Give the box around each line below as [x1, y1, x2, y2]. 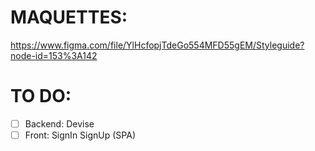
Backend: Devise [24, 117, 95, 130]
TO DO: [10, 85, 72, 108]
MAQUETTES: [10, 6, 128, 29]
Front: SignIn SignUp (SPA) [24, 129, 137, 141]
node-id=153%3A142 [10, 49, 98, 61]
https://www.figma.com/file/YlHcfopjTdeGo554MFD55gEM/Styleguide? [10, 39, 305, 51]
